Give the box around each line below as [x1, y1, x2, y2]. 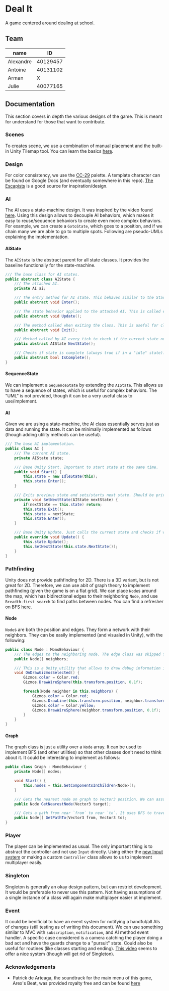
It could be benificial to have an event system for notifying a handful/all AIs [5, 918, 160, 924]
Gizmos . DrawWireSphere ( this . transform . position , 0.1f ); [23, 680, 143, 685]
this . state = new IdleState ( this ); [23, 474, 98, 479]
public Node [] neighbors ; [14, 656, 69, 661]
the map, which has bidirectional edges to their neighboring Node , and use [5, 593, 158, 599]
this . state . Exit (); [23, 507, 64, 512]
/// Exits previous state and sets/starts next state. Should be [14, 492, 154, 498]
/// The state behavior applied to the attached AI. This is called [14, 309, 161, 314]
